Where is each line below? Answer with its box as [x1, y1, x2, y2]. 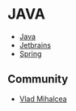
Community [7, 72, 69, 86]
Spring [19, 49, 42, 58]
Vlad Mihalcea [19, 94, 67, 104]
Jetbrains [19, 40, 52, 49]
